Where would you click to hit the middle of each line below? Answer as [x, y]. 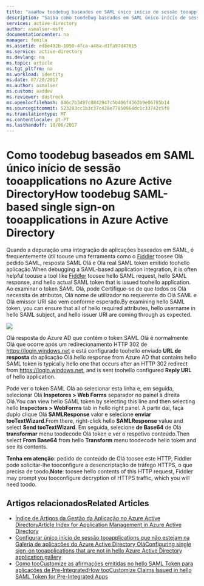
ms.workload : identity [35, 74]
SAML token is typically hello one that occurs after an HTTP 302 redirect [97, 364]
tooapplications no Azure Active [89, 181]
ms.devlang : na [25, 57]
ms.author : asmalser [32, 86]
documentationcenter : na [38, 35]
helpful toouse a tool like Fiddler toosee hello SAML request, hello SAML [97, 276]
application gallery [38, 557]
